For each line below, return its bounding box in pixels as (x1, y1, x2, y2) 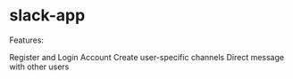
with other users (9, 61, 70, 72)
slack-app (9, 5, 86, 26)
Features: (9, 35, 45, 45)
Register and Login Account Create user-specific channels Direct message (9, 51, 284, 62)
